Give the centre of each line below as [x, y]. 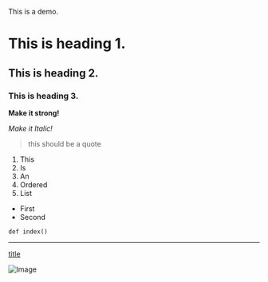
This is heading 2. [53, 73]
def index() [28, 231]
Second [33, 217]
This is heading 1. [67, 44]
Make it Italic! [31, 128]
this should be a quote [64, 143]
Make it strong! [34, 113]
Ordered [33, 184]
